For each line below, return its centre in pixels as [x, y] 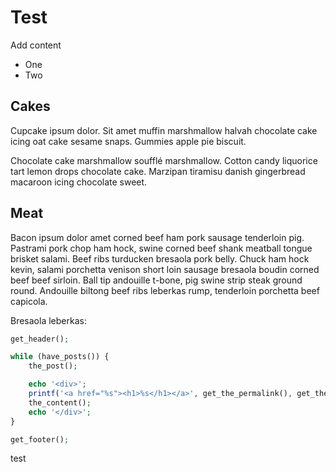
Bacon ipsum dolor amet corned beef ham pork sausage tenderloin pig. [157, 237]
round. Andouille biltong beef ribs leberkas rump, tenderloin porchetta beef [165, 290]
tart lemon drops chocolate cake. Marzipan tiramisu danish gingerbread [158, 171]
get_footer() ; [40, 439]
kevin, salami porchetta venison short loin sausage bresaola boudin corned [165, 269]
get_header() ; [40, 339]
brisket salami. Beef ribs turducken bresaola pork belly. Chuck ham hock [160, 258]
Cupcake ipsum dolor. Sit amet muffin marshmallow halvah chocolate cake [164, 130]
